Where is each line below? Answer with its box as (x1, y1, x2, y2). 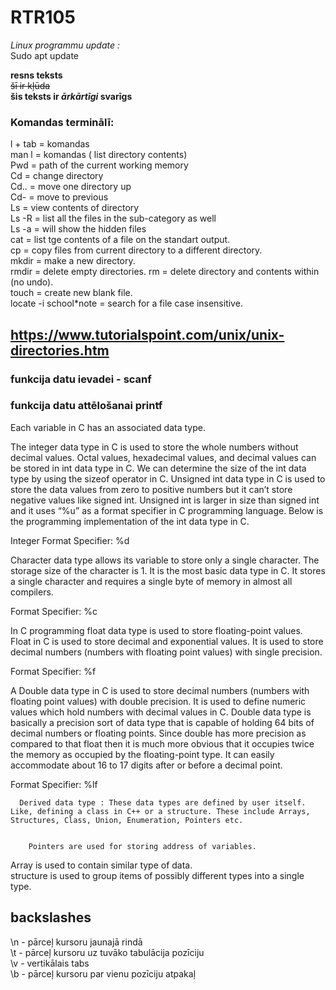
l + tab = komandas (10, 138, 90, 150)
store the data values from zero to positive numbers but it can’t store (10, 483, 293, 495)
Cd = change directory (10, 170, 104, 182)
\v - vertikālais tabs (10, 957, 90, 969)
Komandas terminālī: (10, 115, 115, 129)
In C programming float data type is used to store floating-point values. (10, 624, 303, 636)
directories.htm (10, 342, 110, 359)
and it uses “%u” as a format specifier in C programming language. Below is (10, 504, 324, 516)
